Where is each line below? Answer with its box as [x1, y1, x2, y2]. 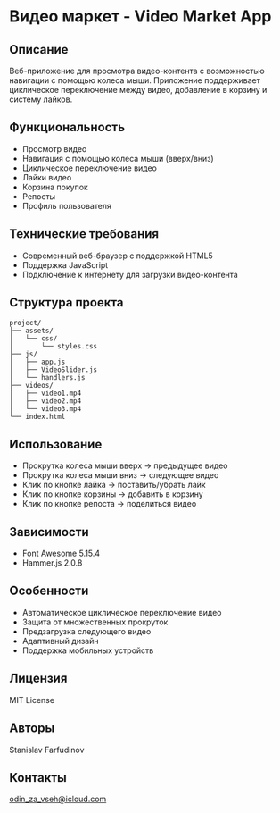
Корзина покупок [21, 181, 89, 192]
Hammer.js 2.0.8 [21, 557, 83, 568]
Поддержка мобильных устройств [21, 645, 154, 656]
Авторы [9, 721, 55, 736]
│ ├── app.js [9, 357, 66, 367]
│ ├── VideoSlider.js [9, 365, 98, 374]
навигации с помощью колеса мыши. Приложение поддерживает [9, 75, 261, 86]
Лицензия [9, 671, 68, 686]
